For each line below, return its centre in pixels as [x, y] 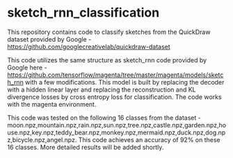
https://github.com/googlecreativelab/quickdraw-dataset [89, 46]
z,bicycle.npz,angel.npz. [42, 139]
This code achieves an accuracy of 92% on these [149, 139]
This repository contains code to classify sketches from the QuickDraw [109, 32]
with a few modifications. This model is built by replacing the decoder [125, 82]
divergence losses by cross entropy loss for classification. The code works [114, 97]
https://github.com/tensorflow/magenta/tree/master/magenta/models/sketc [115, 75]
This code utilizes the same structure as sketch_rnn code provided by [107, 60]
